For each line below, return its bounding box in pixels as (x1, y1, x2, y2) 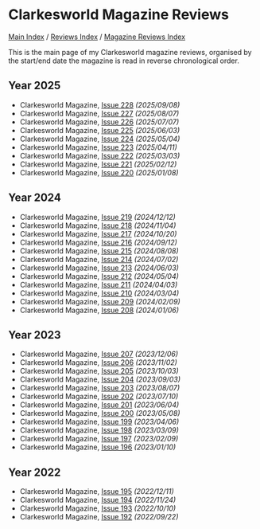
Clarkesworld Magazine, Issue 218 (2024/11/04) (19, 221, 177, 230)
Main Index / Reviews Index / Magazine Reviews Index (8, 32, 185, 41)
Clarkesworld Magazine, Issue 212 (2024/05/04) (19, 271, 179, 280)
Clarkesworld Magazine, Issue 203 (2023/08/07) (19, 383, 180, 393)
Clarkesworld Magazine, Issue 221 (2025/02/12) (19, 159, 177, 169)
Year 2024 (8, 191, 61, 205)
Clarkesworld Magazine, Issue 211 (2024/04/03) (19, 280, 178, 289)
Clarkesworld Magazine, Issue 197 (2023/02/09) (19, 434, 179, 444)
